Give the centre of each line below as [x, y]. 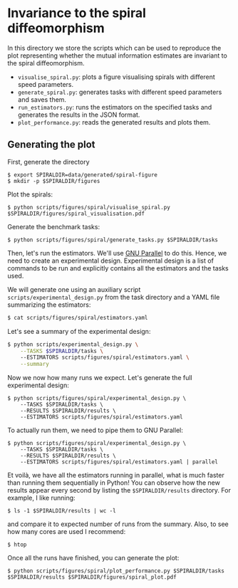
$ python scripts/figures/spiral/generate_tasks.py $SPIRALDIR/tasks [113, 240]
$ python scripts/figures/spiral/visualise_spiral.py [89, 207]
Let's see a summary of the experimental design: [79, 331]
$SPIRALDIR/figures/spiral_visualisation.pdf [76, 214]
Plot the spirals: [30, 194]
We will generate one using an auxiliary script [74, 289]
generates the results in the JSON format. [79, 115]
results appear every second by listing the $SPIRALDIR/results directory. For [119, 490]
